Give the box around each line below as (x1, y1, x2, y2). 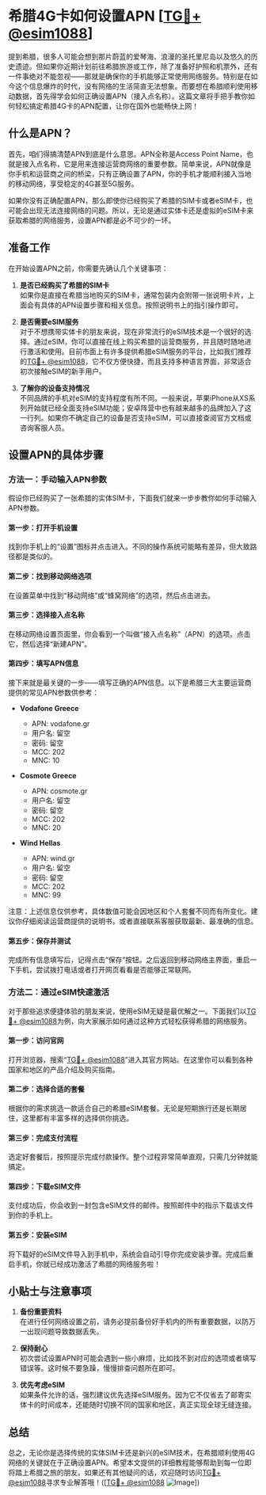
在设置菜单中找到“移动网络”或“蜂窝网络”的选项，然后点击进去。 (8, 591, 215, 600)
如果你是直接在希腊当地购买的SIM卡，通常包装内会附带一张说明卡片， (19, 290, 248, 299)
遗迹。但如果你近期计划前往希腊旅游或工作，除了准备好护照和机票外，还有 (14, 61, 258, 71)
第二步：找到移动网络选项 (8, 572, 92, 581)
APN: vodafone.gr (31, 719, 90, 728)
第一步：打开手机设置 (8, 523, 78, 532)
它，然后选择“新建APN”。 (8, 639, 92, 649)
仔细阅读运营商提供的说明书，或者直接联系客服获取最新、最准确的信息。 (21, 916, 258, 926)
